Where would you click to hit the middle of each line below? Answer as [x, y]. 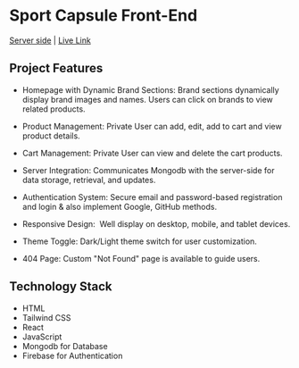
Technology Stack [61, 287]
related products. [54, 109]
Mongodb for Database [65, 346]
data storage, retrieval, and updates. [89, 180]
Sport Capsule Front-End [104, 16]
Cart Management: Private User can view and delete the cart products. [152, 153]
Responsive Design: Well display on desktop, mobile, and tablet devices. [156, 223]
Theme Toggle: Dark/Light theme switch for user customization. [139, 241]
